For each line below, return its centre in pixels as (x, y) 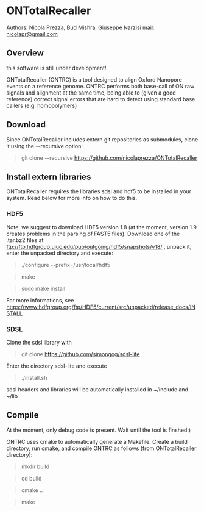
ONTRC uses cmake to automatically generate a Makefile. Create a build (97, 441)
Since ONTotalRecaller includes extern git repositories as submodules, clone (102, 139)
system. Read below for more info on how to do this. (72, 198)
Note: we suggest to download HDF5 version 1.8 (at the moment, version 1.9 (101, 227)
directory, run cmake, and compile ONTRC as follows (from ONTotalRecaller (101, 448)
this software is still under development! (56, 68)
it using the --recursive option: (45, 146)
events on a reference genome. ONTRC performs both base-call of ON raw (100, 86)
